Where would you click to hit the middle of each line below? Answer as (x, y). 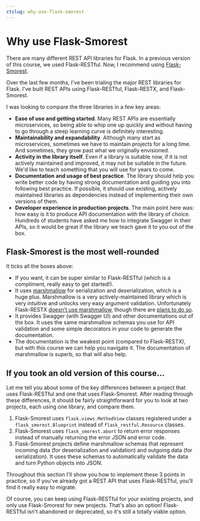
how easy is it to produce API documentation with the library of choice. (102, 214)
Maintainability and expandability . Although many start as (87, 137)
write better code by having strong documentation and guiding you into (103, 182)
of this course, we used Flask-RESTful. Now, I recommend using (85, 64)
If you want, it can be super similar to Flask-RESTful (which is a (93, 278)
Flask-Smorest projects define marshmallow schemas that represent (99, 444)
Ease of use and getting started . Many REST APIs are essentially (95, 118)
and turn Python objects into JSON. (59, 463)
